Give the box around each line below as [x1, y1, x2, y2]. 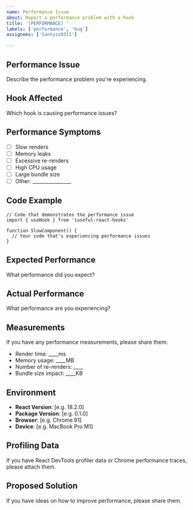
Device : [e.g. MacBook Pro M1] [15, 423, 93, 430]
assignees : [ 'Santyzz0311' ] [6, 32, 78, 38]
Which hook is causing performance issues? [6, 109, 117, 116]
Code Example [6, 195, 63, 206]
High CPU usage [15, 164, 57, 171]
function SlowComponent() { [6, 228, 78, 234]
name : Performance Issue [6, 9, 69, 15]
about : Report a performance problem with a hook [6, 15, 135, 21]
